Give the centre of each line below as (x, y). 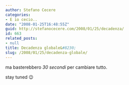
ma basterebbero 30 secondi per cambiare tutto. (56, 67)
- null (12, 43)
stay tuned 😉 (19, 77)
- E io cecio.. (21, 19)
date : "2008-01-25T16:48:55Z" (37, 24)
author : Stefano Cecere (31, 10)
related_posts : (21, 39)
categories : (18, 15)
